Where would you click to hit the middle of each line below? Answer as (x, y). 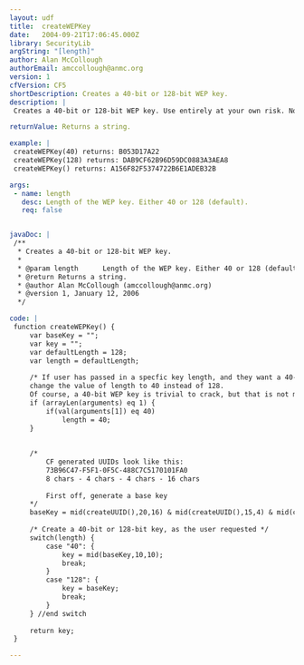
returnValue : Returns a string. (70, 127)
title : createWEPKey (50, 26)
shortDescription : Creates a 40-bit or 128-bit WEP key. (119, 93)
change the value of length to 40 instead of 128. (127, 386)
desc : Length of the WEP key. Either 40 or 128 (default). (135, 202)
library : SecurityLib (50, 43)
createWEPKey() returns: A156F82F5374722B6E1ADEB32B (115, 169)
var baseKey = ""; (64, 335)
